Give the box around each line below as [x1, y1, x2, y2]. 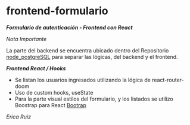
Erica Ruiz [6, 113, 32, 120]
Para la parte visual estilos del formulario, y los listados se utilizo [14, 95, 174, 102]
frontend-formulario [6, 4, 108, 18]
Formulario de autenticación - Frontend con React [6, 24, 133, 31]
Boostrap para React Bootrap [14, 101, 86, 108]
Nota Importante [6, 35, 47, 42]
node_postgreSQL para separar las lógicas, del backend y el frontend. [6, 53, 178, 60]
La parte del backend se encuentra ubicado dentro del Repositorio [6, 46, 169, 54]
